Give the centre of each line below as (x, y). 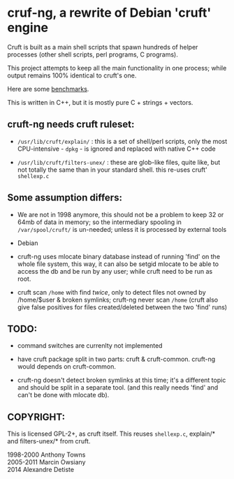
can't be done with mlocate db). (63, 395)
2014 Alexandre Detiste (41, 470)
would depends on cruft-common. (67, 367)
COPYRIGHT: (36, 417)
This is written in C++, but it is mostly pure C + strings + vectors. (100, 102)
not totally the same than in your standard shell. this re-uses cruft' (112, 170)
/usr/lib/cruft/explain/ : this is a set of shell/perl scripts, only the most (122, 141)
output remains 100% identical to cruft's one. (72, 75)
